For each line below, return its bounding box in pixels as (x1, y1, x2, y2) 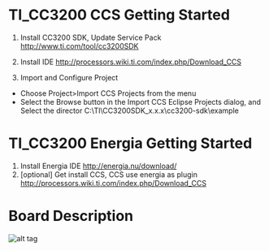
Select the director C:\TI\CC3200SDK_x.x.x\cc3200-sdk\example (20, 106, 240, 115)
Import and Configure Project (20, 72, 119, 82)
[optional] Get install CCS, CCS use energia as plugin (20, 169, 197, 180)
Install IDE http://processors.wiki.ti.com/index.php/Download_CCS (20, 57, 242, 67)
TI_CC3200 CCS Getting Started (8, 6, 230, 24)
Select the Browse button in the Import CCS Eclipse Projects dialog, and (20, 97, 262, 106)
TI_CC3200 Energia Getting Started (8, 134, 253, 153)
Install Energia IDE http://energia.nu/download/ (20, 161, 177, 171)
